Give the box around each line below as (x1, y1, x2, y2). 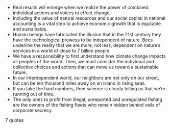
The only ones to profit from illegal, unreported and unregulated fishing (12, 96, 162, 103)
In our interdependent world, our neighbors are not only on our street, (12, 75, 159, 81)
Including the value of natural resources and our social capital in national (12, 15, 166, 21)
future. (12, 69, 27, 75)
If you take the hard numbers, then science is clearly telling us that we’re (12, 86, 166, 91)
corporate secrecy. (12, 107, 53, 113)
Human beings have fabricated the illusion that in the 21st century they (12, 32, 161, 37)
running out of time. (12, 91, 55, 97)
